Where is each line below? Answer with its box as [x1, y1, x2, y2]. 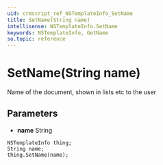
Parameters [7, 108, 58, 120]
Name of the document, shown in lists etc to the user [7, 88, 157, 96]
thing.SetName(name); [7, 151, 69, 158]
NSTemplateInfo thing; [7, 139, 72, 146]
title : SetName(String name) [7, 16, 90, 23]
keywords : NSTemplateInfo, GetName [7, 29, 109, 36]
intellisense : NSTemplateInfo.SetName [7, 23, 118, 30]
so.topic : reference [7, 36, 66, 43]
